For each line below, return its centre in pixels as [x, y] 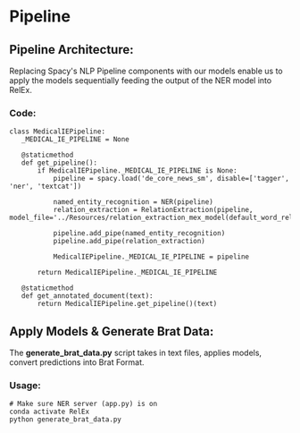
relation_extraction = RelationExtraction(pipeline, [153, 210]
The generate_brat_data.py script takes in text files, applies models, [135, 353]
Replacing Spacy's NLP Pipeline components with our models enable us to [146, 71]
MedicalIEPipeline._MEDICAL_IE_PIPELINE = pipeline [151, 257]
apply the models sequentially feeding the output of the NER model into [141, 81]
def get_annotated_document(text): [87, 296]
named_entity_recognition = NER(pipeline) [133, 202]
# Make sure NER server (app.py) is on [83, 404]
